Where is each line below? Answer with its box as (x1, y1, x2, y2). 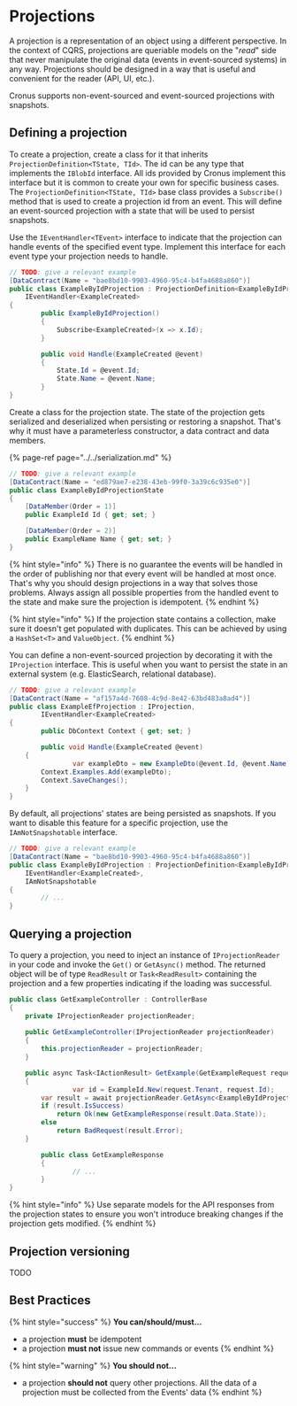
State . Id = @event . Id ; (56, 366, 141, 375)
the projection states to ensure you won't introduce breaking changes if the (9, 1209, 285, 1219)
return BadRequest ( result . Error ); (56, 1126, 184, 1135)
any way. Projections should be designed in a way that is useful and (9, 64, 256, 74)
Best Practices (9, 1293, 91, 1308)
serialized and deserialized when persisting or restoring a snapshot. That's (9, 416, 281, 427)
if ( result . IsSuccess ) (41, 1101, 125, 1110)
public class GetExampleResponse (41, 1150, 164, 1159)
